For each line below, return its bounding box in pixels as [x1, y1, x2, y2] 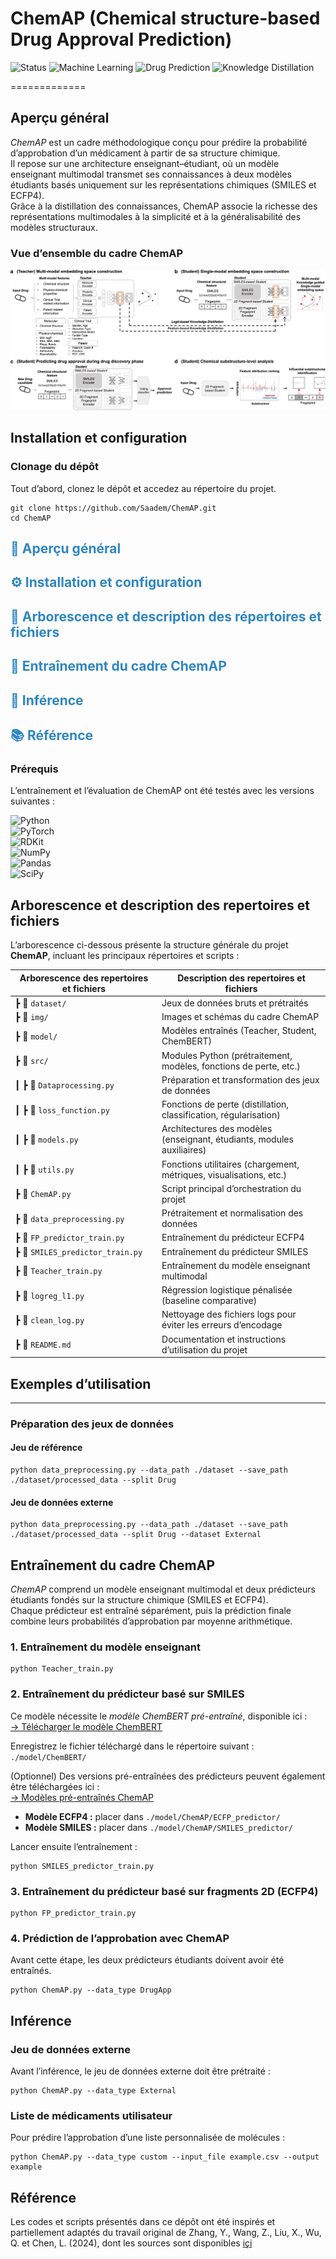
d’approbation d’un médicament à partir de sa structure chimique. [10, 147, 281, 159]
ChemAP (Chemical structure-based [10, 7, 321, 30]
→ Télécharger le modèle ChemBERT [10, 1720, 163, 1732]
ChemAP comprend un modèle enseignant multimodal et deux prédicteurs [10, 1583, 316, 1596]
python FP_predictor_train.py [10, 1908, 137, 1918]
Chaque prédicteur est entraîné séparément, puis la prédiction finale [10, 1605, 292, 1617]
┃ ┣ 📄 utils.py [14, 1163, 75, 1176]
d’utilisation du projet [161, 1343, 248, 1356]
